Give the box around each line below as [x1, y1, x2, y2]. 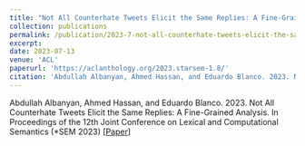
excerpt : [9, 38, 43, 48]
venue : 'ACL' [9, 55, 59, 64]
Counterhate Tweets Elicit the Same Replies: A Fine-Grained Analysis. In [9, 106, 279, 118]
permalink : [9, 30, 51, 39]
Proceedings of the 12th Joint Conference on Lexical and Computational [9, 116, 279, 127]
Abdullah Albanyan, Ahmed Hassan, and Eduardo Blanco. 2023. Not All [9, 97, 275, 108]
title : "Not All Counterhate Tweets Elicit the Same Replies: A [9, 13, 258, 23]
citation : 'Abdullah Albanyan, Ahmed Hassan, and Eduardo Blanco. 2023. [9, 73, 290, 82]
